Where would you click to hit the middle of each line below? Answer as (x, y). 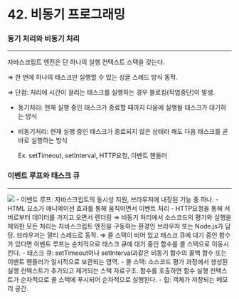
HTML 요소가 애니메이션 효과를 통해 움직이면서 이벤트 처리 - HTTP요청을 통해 (115, 208)
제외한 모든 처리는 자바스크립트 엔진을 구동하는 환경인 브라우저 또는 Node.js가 (116, 226)
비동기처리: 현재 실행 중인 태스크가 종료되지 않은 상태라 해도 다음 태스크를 (119, 132)
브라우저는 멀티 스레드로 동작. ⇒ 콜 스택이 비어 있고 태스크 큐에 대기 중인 (117, 235)
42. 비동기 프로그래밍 (67, 15)
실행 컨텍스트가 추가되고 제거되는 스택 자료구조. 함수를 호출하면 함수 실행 (108, 271)
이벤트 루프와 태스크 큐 (44, 176)
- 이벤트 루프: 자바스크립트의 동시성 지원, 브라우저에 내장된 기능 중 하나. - (117, 199)
